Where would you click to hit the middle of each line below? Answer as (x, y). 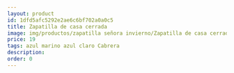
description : (26, 53)
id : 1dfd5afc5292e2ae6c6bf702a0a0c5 (60, 20)
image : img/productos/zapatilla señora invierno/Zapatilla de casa (107, 33)
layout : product (31, 14)
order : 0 (20, 59)
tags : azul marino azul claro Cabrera (63, 46)
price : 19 (22, 40)
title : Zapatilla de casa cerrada (57, 26)
